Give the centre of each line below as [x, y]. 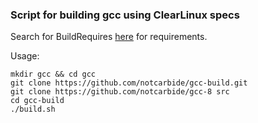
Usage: [25, 56]
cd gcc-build [37, 101]
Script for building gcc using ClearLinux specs [125, 15]
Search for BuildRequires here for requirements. [109, 37]
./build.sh [33, 109]
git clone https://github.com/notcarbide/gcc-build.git [129, 83]
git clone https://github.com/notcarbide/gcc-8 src [120, 92]
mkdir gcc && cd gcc [53, 74]
